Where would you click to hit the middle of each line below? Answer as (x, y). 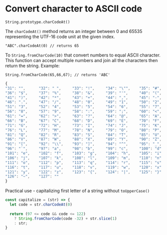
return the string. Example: (32, 65)
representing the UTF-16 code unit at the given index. (60, 36)
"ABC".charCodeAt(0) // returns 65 (42, 45)
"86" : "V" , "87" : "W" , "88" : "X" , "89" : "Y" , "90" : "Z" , (83, 139)
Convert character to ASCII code (74, 9)
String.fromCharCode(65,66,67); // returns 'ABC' (58, 75)
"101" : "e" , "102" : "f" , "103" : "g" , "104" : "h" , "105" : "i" (83, 153)
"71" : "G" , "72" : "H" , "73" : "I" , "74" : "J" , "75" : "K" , (83, 125)
